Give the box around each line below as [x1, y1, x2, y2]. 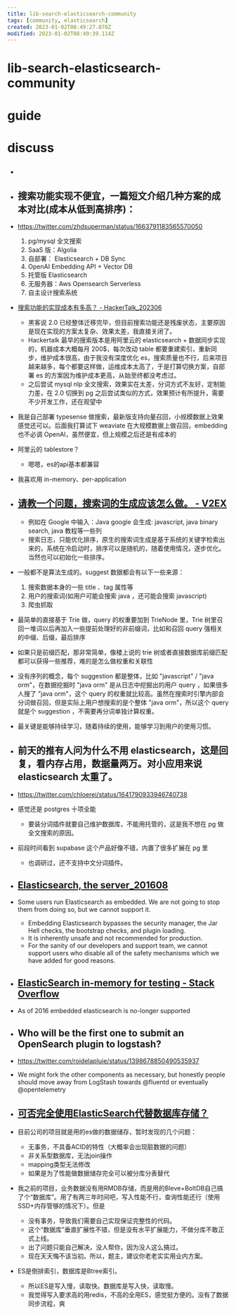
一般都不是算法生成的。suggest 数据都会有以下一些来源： [17, 568, 185, 576]
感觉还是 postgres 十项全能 [17, 805, 96, 813]
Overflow [17, 988, 60, 1000]
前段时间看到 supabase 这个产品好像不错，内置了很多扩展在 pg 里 [17, 843, 209, 852]
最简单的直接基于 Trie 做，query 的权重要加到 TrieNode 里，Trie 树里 [17, 615, 218, 624]
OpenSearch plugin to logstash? [17, 1038, 162, 1050]
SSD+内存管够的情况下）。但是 [17, 1201, 105, 1210]
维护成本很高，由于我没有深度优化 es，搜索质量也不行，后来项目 [40, 354, 228, 362]
